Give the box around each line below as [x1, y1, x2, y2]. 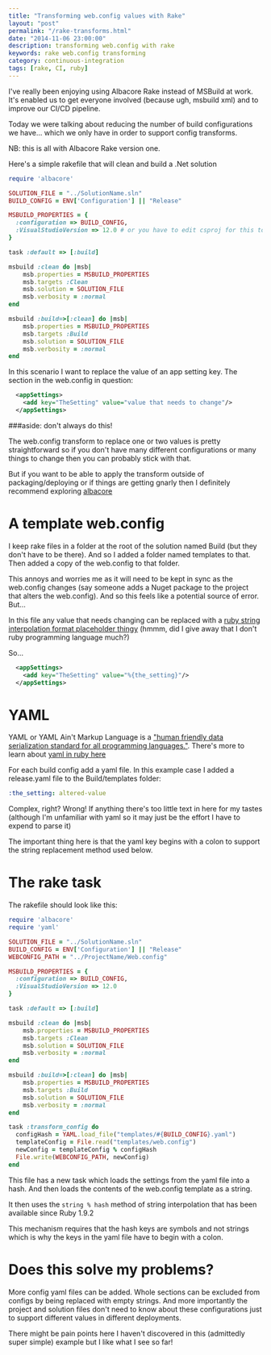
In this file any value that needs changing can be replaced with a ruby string [8, 615, 261, 625]
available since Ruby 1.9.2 [8, 1207, 94, 1218]
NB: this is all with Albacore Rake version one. [8, 143, 161, 153]
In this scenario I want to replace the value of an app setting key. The [8, 367, 238, 377]
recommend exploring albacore [8, 486, 113, 496]
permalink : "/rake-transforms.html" [8, 27, 131, 35]
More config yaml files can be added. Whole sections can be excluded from [8, 1287, 261, 1297]
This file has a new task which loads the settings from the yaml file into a [8, 1175, 250, 1185]
